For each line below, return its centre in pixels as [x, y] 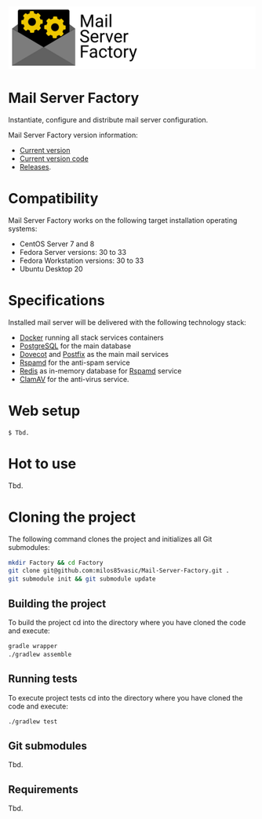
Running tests [43, 679]
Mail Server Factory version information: [73, 135]
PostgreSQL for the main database [75, 346]
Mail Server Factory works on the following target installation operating [123, 220]
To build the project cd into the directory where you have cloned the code [127, 623]
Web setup [44, 411]
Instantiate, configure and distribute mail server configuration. [108, 119]
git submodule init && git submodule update [82, 579]
